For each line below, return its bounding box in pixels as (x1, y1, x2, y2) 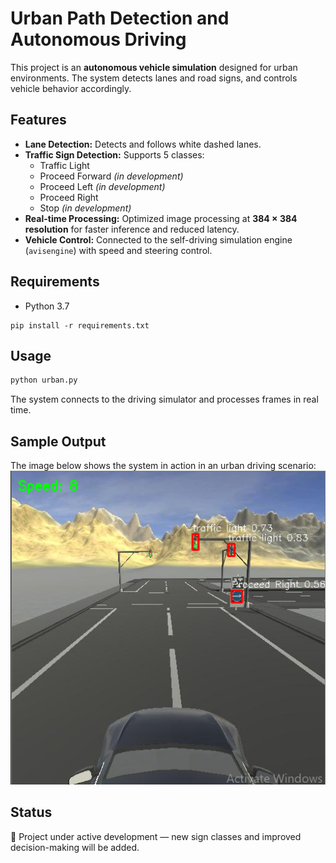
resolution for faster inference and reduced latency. (24, 223, 240, 235)
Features (10, 112, 67, 129)
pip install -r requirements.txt (10, 320, 150, 331)
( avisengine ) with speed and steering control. (24, 244, 213, 256)
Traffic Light (39, 159, 90, 171)
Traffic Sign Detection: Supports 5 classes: (24, 148, 205, 161)
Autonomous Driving (10, 28, 187, 51)
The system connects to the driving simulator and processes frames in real (10, 393, 319, 406)
